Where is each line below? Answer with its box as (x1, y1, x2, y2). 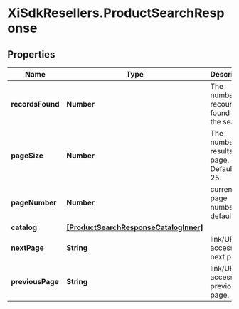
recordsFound (11, 99, 60, 109)
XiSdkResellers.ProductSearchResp (7, 5, 225, 21)
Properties (7, 48, 55, 60)
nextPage (11, 243, 44, 253)
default (210, 211, 234, 221)
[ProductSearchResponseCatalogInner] (66, 222, 204, 232)
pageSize (11, 151, 44, 161)
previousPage (11, 277, 59, 286)
